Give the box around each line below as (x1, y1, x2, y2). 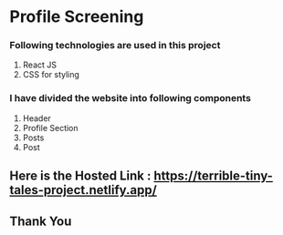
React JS (22, 59, 58, 70)
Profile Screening (9, 6, 144, 27)
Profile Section (22, 122, 79, 133)
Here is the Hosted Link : (9, 169, 152, 184)
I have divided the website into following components (9, 92, 251, 105)
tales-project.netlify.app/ (9, 182, 157, 198)
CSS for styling (22, 69, 80, 80)
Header (22, 112, 52, 124)
